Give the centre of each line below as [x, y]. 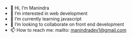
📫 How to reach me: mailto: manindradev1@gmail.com [68, 30]
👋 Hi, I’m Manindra [30, 8]
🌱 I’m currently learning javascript [46, 19]
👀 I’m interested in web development [49, 13]
